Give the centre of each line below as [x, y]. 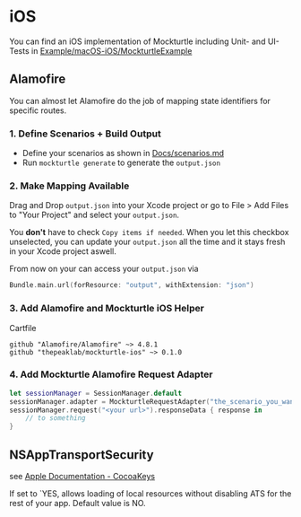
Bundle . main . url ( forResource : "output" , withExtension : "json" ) [132, 285]
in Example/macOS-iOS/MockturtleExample [112, 50]
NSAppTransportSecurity [82, 455]
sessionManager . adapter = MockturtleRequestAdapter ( [110, 401]
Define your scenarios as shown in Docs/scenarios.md [123, 153]
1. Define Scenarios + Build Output [85, 134]
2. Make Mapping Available [69, 186]
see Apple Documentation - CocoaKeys [82, 476]
